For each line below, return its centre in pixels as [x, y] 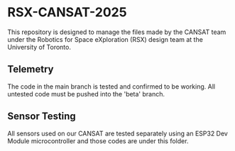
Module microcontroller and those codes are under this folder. [98, 141]
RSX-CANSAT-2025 [67, 12]
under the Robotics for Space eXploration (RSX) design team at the [105, 39]
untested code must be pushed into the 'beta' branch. [86, 94]
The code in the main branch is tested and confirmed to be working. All [111, 86]
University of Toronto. [39, 47]
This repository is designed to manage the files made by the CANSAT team [117, 32]
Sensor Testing [42, 117]
